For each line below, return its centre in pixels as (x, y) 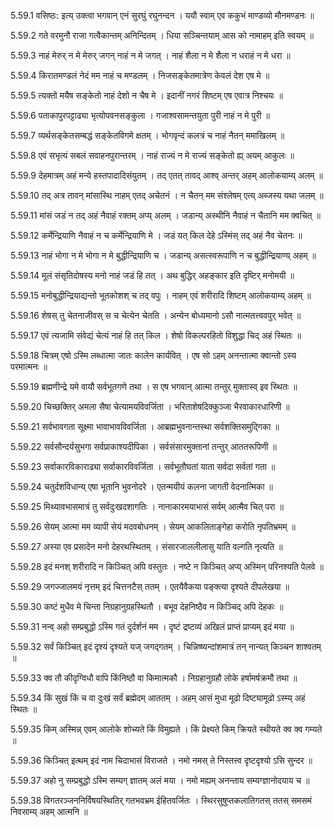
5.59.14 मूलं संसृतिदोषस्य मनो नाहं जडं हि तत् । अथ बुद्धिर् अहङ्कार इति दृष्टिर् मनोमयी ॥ (152, 275)
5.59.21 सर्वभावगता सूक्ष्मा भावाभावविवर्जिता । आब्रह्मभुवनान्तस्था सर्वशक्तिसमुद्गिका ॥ (145, 426)
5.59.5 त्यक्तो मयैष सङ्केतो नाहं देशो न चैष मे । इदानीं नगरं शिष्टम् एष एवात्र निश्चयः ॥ (146, 95)
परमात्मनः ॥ (29, 366)
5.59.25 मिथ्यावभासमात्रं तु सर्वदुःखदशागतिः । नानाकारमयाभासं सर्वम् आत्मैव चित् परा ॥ (147, 506)
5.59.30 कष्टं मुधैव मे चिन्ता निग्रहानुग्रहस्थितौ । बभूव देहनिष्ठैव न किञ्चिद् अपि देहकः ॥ (147, 606)
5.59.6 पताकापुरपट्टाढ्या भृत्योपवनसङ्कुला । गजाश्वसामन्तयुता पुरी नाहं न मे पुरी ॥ (140, 115)
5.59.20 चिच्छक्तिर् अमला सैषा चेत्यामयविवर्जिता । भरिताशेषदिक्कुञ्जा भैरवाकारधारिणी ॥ (150, 406)
